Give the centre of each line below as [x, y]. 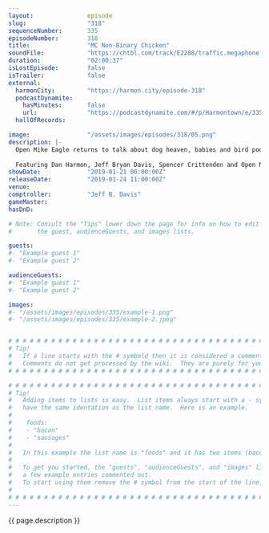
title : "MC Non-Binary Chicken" [89, 46]
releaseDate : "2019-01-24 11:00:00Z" [87, 180]
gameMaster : [28, 201]
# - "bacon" [34, 430]
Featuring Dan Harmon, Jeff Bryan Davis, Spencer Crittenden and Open [136, 165]
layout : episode [60, 16]
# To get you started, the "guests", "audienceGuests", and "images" [130, 468]
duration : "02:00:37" [66, 61]
